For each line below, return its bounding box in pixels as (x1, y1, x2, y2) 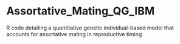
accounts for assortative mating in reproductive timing (6, 30, 142, 37)
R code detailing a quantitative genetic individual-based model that (6, 24, 175, 31)
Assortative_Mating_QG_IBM (6, 4, 155, 18)
